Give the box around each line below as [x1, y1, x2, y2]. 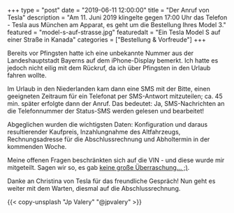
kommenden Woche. [7, 143, 67, 150]
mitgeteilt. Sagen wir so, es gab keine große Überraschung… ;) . [7, 164, 190, 171]
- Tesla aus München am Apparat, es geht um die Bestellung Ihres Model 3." [7, 21, 227, 29]
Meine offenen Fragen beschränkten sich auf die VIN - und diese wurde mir [7, 156, 225, 164]
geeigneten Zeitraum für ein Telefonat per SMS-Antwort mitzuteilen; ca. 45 [7, 92, 223, 100]
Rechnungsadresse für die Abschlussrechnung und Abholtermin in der [7, 135, 210, 143]
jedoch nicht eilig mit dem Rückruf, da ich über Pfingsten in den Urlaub [7, 64, 211, 72]
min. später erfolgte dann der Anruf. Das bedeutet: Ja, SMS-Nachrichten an [7, 100, 225, 107]
